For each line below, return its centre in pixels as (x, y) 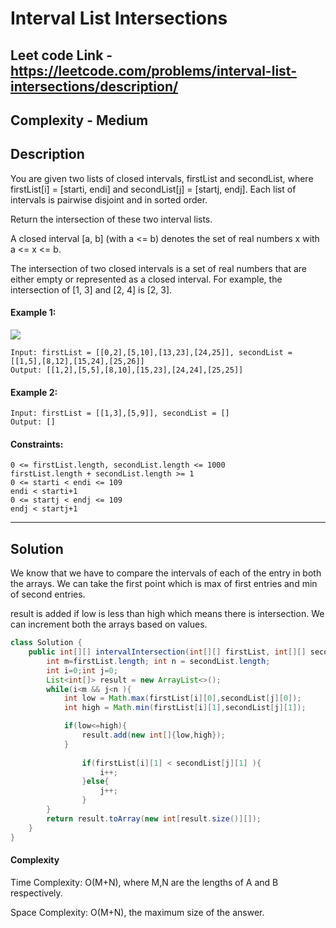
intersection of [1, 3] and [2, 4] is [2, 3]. (91, 289)
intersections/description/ (94, 86)
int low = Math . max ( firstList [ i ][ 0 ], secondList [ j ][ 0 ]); (182, 698)
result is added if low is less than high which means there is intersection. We (167, 614)
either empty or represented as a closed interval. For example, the (146, 279)
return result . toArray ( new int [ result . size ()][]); (154, 818)
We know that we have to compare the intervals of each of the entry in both (166, 573)
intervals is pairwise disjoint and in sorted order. (109, 199)
